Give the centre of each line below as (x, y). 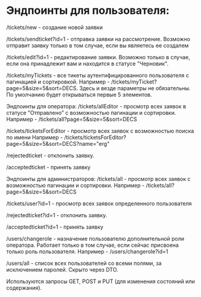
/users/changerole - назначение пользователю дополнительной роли (95, 238)
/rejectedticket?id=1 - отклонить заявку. (57, 215)
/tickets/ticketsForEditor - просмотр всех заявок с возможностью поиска (100, 131)
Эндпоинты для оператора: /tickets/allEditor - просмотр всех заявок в (96, 106)
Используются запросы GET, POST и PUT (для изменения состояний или (101, 281)
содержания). (24, 287)
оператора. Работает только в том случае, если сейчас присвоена (93, 245)
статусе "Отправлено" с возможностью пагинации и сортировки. (91, 113)
